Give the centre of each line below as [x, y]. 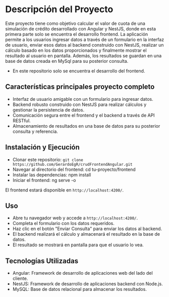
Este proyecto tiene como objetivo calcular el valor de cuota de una [75, 23]
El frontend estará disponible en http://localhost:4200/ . [65, 190]
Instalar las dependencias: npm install [52, 175]
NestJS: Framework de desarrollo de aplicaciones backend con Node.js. [88, 284]
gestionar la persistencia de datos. [48, 109]
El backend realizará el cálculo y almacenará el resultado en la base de [86, 234]
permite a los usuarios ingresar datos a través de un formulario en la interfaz [85, 40]
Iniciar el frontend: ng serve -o [44, 180]
